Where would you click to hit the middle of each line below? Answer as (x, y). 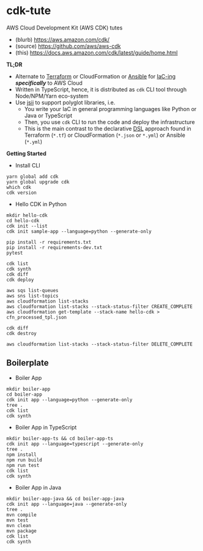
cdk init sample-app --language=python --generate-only (79, 231)
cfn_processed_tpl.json (37, 317)
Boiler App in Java (38, 487)
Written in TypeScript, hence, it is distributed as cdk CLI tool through (101, 89)
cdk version (21, 193)
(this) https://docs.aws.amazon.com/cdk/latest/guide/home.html (97, 52)
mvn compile (21, 515)
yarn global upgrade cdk (38, 182)
